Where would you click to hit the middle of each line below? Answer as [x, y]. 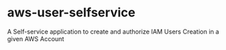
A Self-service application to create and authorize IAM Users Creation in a [113, 32]
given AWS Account [36, 38]
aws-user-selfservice [71, 13]
